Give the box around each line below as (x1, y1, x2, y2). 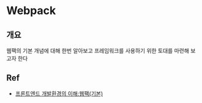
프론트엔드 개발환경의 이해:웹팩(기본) (15, 90, 103, 97)
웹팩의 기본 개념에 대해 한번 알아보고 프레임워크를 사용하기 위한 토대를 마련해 (6, 47, 190, 54)
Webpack (6, 4, 56, 18)
